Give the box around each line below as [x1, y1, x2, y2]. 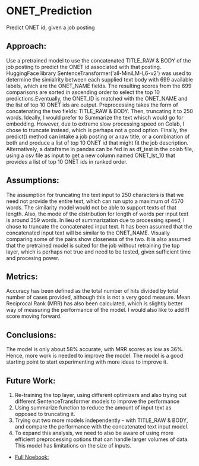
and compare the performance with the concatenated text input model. [14, 423, 189, 430]
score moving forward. [6, 312, 62, 320]
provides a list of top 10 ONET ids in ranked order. [6, 158, 128, 165]
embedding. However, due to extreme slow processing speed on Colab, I [6, 120, 184, 127]
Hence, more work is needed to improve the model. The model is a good [6, 352, 184, 359]
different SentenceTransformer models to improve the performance [14, 398, 180, 405]
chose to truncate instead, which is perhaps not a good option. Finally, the [6, 126, 188, 133]
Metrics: [6, 271, 39, 282]
